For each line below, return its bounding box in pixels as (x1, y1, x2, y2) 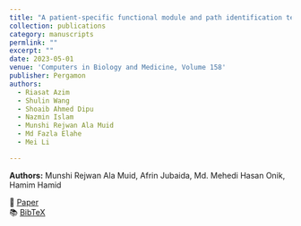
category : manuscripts (9, 29, 94, 38)
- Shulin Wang (17, 96, 70, 105)
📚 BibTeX (9, 206, 46, 217)
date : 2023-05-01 (9, 54, 74, 63)
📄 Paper (9, 197, 39, 207)
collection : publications (9, 21, 106, 30)
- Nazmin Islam (17, 113, 74, 121)
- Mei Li (17, 138, 50, 146)
